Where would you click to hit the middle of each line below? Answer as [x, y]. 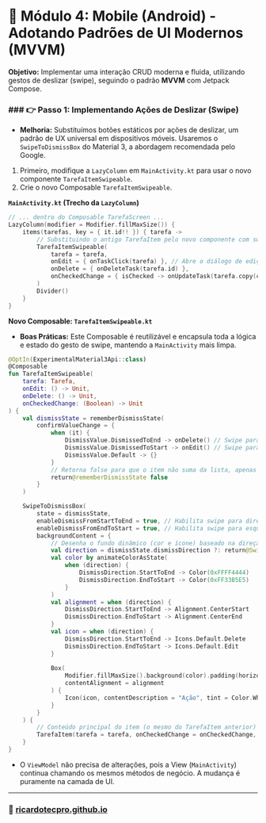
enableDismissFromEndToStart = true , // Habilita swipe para [140, 528]
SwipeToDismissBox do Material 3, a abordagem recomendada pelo [127, 147]
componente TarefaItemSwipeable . [76, 179]
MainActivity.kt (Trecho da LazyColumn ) [74, 203]
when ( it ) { [70, 433]
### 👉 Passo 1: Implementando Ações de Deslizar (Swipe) [123, 109]
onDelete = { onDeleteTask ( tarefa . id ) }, [120, 269]
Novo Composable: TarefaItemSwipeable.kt [80, 321]
